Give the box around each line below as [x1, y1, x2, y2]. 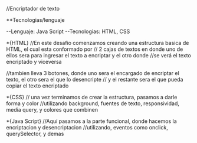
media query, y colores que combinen [6, 106, 98, 113]
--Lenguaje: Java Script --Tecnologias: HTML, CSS [6, 28, 130, 35]
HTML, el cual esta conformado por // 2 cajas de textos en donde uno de [6, 45, 183, 53]
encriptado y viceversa [6, 58, 62, 65]
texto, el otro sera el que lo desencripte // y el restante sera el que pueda [6, 76, 183, 83]
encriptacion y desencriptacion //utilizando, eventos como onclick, [6, 124, 168, 131]
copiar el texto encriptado [6, 82, 69, 89]
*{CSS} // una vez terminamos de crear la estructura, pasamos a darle [6, 94, 178, 100]
